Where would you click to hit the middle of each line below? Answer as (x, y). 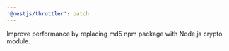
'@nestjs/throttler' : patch (48, 14)
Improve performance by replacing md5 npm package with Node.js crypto (114, 34)
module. (19, 41)
